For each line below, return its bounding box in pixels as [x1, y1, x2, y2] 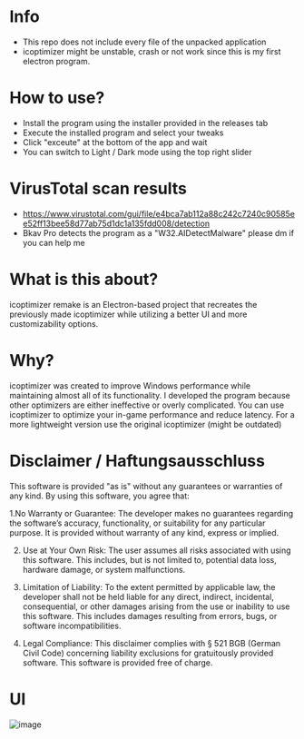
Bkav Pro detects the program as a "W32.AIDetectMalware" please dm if [22, 227, 295, 238]
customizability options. [9, 318, 99, 329]
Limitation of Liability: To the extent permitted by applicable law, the [22, 581, 276, 592]
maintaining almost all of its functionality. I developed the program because [9, 389, 290, 400]
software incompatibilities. [22, 620, 122, 631]
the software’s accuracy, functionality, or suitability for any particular [9, 517, 266, 528]
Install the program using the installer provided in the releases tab [22, 117, 269, 128]
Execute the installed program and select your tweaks [22, 127, 224, 138]
